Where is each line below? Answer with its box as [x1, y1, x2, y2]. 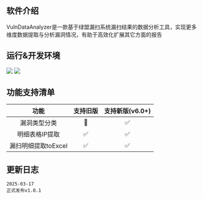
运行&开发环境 [6, 51, 61, 61]
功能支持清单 [6, 88, 55, 98]
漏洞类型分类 [20, 119, 57, 127]
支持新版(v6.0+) [104, 107, 151, 115]
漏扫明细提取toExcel [9, 141, 68, 150]
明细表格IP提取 [17, 130, 60, 139]
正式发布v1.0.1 [6, 187, 42, 194]
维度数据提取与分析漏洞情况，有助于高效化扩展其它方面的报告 [6, 31, 163, 38]
